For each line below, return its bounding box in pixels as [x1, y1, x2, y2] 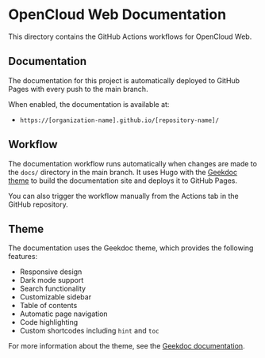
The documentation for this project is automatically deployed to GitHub [8, 75, 240, 85]
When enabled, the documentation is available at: [8, 99, 170, 109]
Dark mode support [19, 276, 84, 285]
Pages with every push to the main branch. [8, 84, 148, 93]
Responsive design [19, 267, 83, 276]
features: [8, 252, 38, 261]
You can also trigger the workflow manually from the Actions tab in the [8, 191, 240, 200]
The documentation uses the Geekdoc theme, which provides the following [8, 243, 254, 253]
